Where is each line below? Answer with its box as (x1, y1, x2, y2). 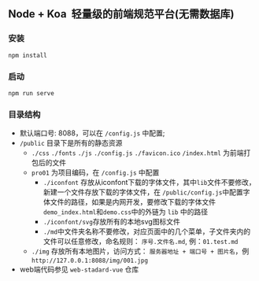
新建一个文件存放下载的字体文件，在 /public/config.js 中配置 (43, 187, 244, 197)
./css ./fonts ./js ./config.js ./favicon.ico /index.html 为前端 (31, 148, 244, 157)
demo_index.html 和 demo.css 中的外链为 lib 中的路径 (43, 207, 209, 216)
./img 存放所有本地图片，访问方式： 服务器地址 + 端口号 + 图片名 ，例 (31, 246, 250, 256)
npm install (8, 51, 47, 59)
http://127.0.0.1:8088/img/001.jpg (31, 257, 148, 265)
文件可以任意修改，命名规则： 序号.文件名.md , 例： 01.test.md (43, 237, 239, 246)
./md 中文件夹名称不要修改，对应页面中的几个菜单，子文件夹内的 (43, 227, 251, 236)
